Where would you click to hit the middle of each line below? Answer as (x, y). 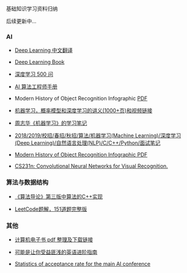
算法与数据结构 (27, 182)
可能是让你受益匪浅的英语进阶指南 (56, 252)
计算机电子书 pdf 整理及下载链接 (54, 239)
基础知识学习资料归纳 (32, 9)
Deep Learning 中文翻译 (44, 50)
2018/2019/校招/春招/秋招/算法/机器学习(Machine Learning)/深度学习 (98, 136)
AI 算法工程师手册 (36, 86)
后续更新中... (21, 21)
